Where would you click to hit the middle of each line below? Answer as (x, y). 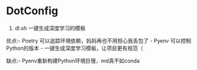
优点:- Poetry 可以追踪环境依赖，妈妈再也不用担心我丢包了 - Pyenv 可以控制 (99, 40)
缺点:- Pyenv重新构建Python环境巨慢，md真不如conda (73, 61)
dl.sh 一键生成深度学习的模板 (50, 28)
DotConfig (32, 11)
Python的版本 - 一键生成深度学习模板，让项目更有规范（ (75, 48)
